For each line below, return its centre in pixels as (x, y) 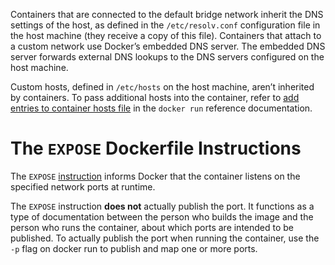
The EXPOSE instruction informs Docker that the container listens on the (155, 176)
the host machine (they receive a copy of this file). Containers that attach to (166, 35)
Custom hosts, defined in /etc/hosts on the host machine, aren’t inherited (162, 87)
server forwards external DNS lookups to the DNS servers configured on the (167, 57)
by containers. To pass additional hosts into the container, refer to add (155, 97)
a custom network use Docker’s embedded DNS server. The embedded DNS (168, 46)
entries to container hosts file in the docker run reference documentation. (161, 108)
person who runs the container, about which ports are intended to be (152, 227)
